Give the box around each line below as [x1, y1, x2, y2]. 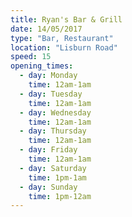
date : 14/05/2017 [10, 24, 83, 34]
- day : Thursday [19, 126, 87, 136]
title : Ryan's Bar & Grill [10, 14, 123, 25]
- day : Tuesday [19, 89, 83, 99]
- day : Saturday [19, 163, 87, 173]
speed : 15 [10, 52, 52, 62]
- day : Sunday [19, 182, 78, 192]
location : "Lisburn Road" [10, 42, 118, 53]
